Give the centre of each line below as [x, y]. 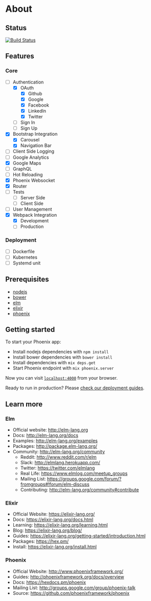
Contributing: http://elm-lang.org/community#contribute [80, 490]
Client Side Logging [34, 151]
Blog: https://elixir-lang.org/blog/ [47, 530]
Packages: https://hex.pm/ [41, 542]
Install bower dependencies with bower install [62, 357]
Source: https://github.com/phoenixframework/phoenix [71, 593]
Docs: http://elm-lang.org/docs [45, 436]
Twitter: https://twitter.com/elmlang [58, 468]
